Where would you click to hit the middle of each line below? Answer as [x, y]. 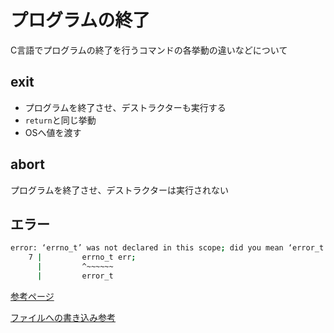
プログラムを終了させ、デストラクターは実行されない [120, 190]
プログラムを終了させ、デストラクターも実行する [125, 107]
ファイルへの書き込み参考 [63, 317]
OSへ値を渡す [53, 132]
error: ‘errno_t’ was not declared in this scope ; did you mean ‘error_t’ [169, 248]
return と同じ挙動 [60, 120]
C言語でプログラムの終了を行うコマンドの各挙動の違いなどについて [149, 50]
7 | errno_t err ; [82, 257]
